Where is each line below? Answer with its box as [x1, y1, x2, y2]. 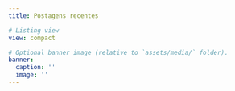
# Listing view [8, 26, 60, 35]
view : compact [8, 34, 56, 42]
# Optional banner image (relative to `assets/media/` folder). [8, 48, 229, 56]
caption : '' [15, 64, 56, 72]
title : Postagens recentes [8, 11, 99, 20]
